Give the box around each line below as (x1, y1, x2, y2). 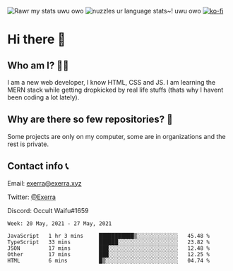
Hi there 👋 (7, 32, 66, 47)
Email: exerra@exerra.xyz (7, 179, 83, 187)
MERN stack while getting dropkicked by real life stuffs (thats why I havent (7, 85, 224, 94)
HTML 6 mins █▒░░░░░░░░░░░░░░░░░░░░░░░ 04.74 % (7, 257, 210, 264)
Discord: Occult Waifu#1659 (7, 206, 89, 215)
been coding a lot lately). (7, 93, 80, 102)
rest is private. (7, 140, 49, 148)
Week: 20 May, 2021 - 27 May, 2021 (7, 219, 112, 227)
